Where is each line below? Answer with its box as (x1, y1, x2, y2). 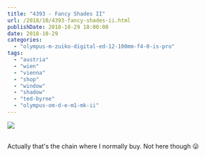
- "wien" (13, 63, 40, 70)
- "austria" (13, 56, 49, 63)
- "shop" (13, 75, 40, 83)
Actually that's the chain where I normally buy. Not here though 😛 (7, 142, 200, 150)
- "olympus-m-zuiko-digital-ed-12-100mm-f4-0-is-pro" (13, 43, 175, 50)
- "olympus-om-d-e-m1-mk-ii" (13, 102, 99, 109)
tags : (7, 50, 23, 57)
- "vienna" (13, 69, 46, 76)
